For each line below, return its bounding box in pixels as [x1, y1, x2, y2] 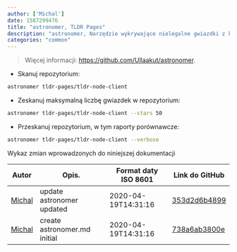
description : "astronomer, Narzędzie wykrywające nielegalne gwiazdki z [7, 30, 226, 37]
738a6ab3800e [171, 224, 226, 234]
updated [39, 204, 68, 214]
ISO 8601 [121, 174, 154, 184]
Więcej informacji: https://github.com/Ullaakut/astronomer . [24, 56, 196, 64]
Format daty [116, 165, 159, 175]
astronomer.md [39, 224, 91, 234]
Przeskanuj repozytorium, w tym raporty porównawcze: [17, 122, 180, 131]
